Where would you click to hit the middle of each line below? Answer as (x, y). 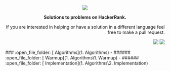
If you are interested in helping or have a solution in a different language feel (85, 27)
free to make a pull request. (136, 32)
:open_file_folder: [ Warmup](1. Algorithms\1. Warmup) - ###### (72, 58)
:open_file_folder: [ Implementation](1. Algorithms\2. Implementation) (77, 63)
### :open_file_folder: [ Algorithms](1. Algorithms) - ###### (68, 52)
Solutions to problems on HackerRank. (85, 17)
